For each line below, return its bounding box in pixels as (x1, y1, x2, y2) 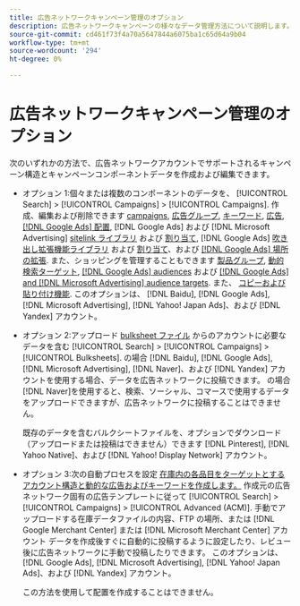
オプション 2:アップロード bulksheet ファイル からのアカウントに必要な (21, 329, 287, 340)
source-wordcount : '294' (9, 47, 102, 55)
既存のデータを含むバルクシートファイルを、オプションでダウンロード (21, 427, 282, 438)
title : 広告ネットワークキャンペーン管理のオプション (9, 13, 184, 22)
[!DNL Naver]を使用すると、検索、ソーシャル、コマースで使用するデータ (21, 386, 290, 397)
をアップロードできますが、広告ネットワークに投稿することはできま (21, 397, 274, 407)
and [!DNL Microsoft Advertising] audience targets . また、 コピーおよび (21, 277, 287, 287)
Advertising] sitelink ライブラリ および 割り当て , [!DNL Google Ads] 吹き (21, 232, 288, 243)
